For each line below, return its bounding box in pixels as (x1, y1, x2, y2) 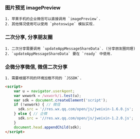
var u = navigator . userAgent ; (14, 88, 75, 93)
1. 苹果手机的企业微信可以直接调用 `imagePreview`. (5, 17, 101, 21)
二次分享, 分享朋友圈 (5, 34, 53, 41)
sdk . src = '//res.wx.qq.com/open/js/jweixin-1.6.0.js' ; (17, 107, 134, 112)
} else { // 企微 (14, 111, 48, 116)
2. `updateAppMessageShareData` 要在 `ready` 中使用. (5, 51, 113, 56)
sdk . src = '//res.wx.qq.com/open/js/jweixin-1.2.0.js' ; (17, 116, 134, 121)
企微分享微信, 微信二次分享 (5, 63, 68, 70)
